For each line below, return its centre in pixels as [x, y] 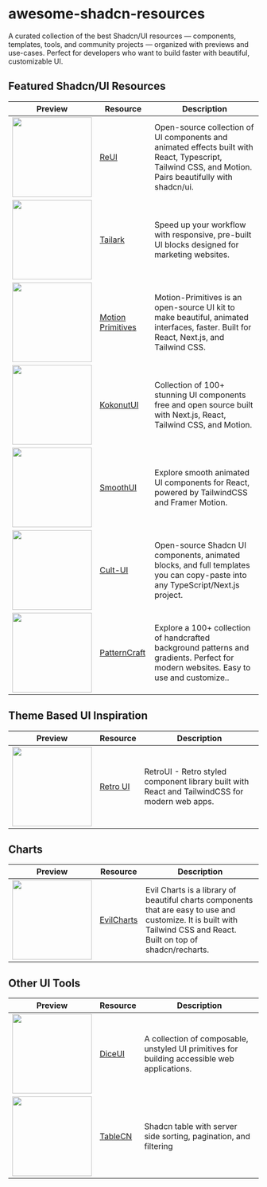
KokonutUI [119, 404]
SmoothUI [118, 487]
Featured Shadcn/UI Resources [87, 86]
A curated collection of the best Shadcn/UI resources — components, [122, 36]
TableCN [116, 1137]
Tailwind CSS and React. [191, 930]
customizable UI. [36, 61]
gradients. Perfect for [194, 658]
